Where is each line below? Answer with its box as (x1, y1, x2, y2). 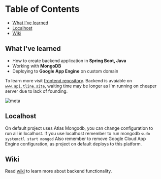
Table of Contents (5, 3, 80, 15)
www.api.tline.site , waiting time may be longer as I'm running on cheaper (5, 83, 157, 89)
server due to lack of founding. (5, 88, 68, 94)
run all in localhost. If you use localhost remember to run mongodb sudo (5, 130, 150, 136)
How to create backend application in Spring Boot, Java (12, 58, 127, 64)
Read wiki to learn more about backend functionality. (5, 168, 112, 174)
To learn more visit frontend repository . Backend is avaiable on (5, 77, 132, 83)
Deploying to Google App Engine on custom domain (12, 68, 119, 74)
